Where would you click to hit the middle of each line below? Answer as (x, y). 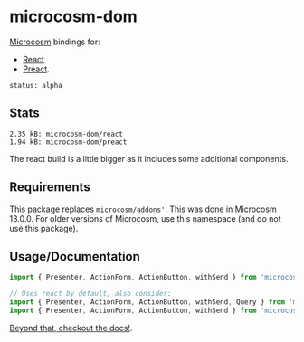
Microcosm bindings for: (55, 42)
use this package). (44, 228)
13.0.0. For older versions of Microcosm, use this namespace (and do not (146, 218)
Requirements (50, 187)
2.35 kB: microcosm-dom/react (66, 134)
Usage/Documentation (75, 256)
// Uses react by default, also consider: (90, 294)
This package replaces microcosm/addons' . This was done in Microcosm (143, 209)
